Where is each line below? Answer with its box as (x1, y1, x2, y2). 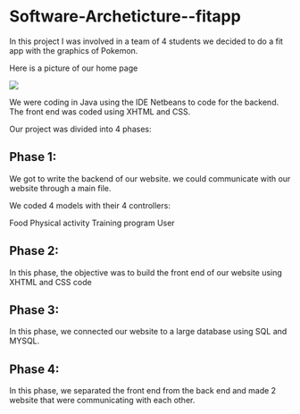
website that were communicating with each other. (9, 395, 196, 406)
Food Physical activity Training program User (9, 217, 176, 228)
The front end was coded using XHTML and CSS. (9, 106, 191, 117)
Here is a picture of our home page (9, 63, 138, 73)
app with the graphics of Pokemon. (9, 45, 138, 55)
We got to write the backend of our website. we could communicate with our (9, 173, 291, 184)
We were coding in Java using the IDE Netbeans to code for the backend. (9, 97, 279, 107)
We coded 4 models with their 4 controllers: (9, 199, 171, 211)
